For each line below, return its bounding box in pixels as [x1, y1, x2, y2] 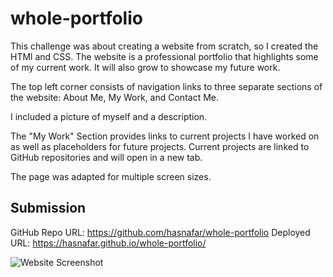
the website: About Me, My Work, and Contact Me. [10, 91, 219, 103]
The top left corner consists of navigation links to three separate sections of [10, 80, 323, 92]
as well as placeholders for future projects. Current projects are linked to [10, 140, 310, 152]
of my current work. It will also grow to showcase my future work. [10, 61, 281, 73]
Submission [10, 200, 87, 217]
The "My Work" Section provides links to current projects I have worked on [10, 130, 320, 142]
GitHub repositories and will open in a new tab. [10, 151, 203, 163]
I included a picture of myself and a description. [10, 110, 208, 122]
